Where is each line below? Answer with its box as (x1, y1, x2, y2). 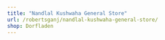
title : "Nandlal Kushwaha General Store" (7, 9, 128, 17)
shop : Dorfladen (7, 22, 54, 29)
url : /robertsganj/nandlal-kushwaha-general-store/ (7, 16, 158, 23)
